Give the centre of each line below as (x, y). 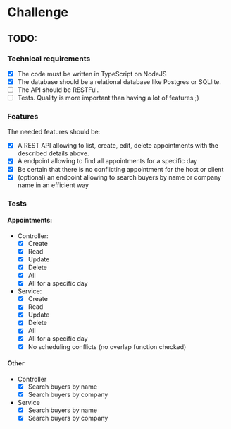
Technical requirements (49, 59)
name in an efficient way (53, 185)
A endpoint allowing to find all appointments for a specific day (107, 161)
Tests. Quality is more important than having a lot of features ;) (108, 98)
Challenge (38, 12)
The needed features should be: (54, 132)
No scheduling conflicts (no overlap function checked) (107, 346)
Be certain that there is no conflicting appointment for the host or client (120, 169)
